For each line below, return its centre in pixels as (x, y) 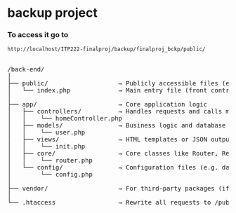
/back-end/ (26, 69)
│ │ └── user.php (46, 132)
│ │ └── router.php (50, 160)
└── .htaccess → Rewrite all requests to (109, 202)
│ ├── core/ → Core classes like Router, (113, 153)
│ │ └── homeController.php (65, 118)
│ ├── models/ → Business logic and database (117, 125)
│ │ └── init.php (46, 146)
